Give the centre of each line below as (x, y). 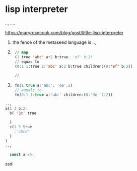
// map (21, 52)
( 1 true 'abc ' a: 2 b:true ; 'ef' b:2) (54, 57)
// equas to (27, 62)
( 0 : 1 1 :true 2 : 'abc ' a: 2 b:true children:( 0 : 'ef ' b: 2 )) (74, 66)
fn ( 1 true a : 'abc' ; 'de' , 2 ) (44, 86)
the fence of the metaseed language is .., (54, 42)
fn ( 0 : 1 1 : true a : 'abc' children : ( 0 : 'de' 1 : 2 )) (64, 95)
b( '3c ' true (23, 113)
